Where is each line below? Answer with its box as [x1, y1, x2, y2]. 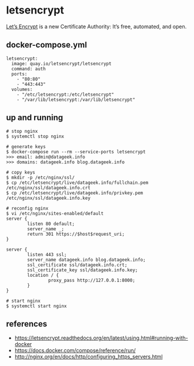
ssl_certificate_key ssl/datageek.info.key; [27, 267, 138, 273]
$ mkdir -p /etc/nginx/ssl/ [6, 174, 75, 180]
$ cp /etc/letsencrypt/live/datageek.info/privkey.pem [6, 190, 143, 196]
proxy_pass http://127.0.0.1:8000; [48, 277, 135, 283]
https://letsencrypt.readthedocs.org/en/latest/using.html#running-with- [14, 334, 188, 341]
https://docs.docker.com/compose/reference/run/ [14, 347, 136, 354]
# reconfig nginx [6, 205, 49, 211]
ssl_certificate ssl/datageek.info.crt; [27, 262, 128, 268]
